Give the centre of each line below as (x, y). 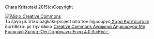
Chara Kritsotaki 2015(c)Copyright (39, 7)
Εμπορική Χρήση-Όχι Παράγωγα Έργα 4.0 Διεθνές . (58, 32)
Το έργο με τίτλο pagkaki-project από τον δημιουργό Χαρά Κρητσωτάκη (77, 21)
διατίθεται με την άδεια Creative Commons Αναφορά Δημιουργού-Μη (75, 26)
